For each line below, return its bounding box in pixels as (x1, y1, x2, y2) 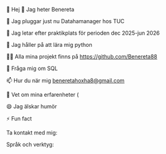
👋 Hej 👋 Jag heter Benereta (6, 6, 75, 13)
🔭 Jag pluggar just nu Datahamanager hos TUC (6, 18, 125, 24)
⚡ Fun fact (6, 115, 32, 122)
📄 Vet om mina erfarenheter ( (6, 91, 79, 98)
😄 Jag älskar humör (6, 103, 57, 110)
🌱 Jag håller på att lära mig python (6, 41, 92, 48)
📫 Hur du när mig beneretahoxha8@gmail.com (6, 77, 125, 84)
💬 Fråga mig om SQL (6, 65, 58, 72)
